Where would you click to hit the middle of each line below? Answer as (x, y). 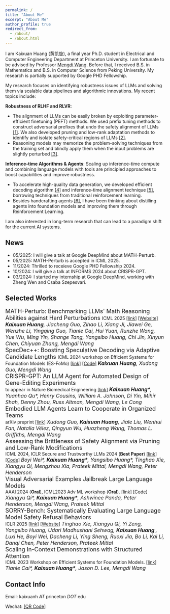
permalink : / (19, 10)
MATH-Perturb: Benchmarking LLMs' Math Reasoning (78, 311)
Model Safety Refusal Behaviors (48, 517)
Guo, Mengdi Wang (28, 369)
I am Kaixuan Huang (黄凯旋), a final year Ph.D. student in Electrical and (80, 54)
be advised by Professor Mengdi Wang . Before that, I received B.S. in (78, 65)
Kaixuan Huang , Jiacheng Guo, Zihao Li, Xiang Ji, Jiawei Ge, (79, 324)
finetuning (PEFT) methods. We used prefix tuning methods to (96, 121)
